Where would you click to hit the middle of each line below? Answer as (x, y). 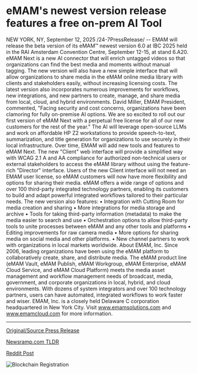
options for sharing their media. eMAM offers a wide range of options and (95, 182)
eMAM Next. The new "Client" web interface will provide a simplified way (95, 151)
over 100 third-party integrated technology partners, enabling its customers (97, 189)
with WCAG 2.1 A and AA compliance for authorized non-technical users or (96, 158)
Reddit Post (20, 353)
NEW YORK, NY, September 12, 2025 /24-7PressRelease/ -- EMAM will (92, 39)
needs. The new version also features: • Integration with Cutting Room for (95, 201)
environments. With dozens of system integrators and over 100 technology (96, 288)
